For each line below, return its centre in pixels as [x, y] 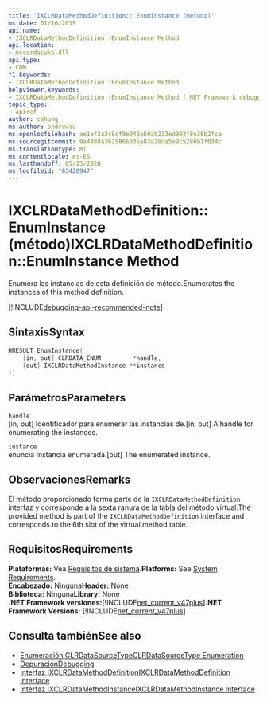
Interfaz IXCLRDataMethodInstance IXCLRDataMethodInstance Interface [137, 689]
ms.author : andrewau [43, 127]
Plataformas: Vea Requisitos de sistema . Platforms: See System [113, 568]
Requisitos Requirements [71, 549]
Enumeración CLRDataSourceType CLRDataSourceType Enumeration [132, 655]
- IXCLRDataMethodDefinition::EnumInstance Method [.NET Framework [122, 97]
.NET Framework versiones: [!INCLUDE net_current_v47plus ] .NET [115, 602]
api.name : [25, 30]
